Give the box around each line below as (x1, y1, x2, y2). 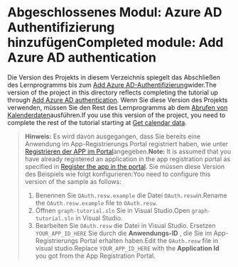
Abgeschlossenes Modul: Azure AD (7, 4, 222, 21)
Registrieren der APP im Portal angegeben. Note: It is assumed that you (24, 147, 232, 156)
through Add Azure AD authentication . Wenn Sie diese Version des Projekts (7, 95, 228, 104)
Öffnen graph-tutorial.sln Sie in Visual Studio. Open (35, 206, 190, 214)
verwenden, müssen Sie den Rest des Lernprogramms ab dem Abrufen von (7, 103, 228, 111)
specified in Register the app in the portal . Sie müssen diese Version (24, 162, 225, 170)
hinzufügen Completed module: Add (7, 35, 224, 50)
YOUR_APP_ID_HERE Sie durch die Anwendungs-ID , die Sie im (35, 229, 212, 237)
